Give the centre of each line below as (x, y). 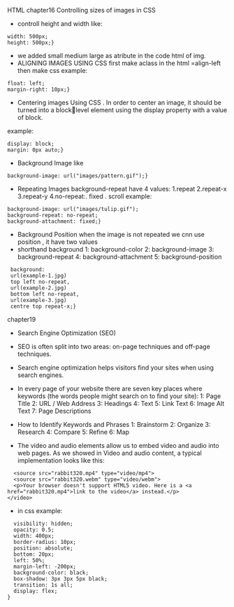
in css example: (40, 511)
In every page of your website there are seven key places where (110, 389)
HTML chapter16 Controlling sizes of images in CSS (81, 10)
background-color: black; (51, 573)
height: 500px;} (31, 43)
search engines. (41, 375)
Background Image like (50, 163)
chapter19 (22, 319)
